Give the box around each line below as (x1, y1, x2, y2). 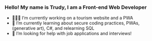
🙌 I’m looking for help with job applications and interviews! (11, 31, 132, 37)
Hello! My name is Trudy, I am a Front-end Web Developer (4, 4, 147, 11)
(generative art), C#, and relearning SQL (11, 25, 95, 31)
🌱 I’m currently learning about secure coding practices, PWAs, (11, 20, 140, 26)
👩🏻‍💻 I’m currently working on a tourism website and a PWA (11, 15, 133, 21)
